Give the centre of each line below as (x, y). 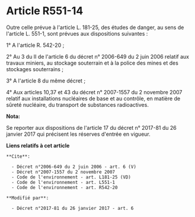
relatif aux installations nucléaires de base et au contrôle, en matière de (93, 98)
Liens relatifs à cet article (38, 145)
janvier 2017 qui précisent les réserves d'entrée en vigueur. (78, 134)
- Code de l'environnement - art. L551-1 (63, 182)
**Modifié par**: (28, 198)
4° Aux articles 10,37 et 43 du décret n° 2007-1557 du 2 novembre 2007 (94, 92)
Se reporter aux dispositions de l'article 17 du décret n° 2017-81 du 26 (91, 127)
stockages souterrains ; (35, 69)
